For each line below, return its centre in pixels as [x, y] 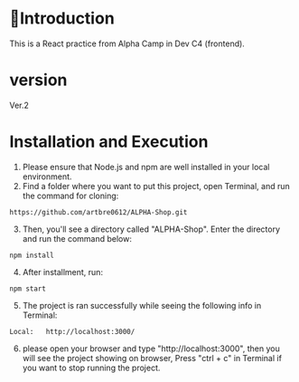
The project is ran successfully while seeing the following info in [142, 305]
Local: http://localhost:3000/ [72, 331]
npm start [28, 289]
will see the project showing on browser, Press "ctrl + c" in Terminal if [152, 358]
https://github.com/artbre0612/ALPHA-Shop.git [98, 212]
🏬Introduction [62, 19]
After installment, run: [63, 272]
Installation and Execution [109, 142]
